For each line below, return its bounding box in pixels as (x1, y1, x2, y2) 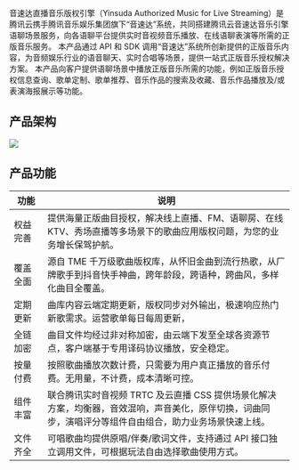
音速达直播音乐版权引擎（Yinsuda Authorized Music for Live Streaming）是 (9, 8, 285, 18)
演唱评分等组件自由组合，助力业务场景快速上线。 (65, 415, 271, 427)
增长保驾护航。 (56, 239, 119, 251)
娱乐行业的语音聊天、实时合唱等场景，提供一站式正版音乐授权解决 (47, 53, 290, 62)
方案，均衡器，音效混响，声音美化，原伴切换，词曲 (47, 401, 262, 414)
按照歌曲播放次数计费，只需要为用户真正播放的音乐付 (47, 359, 271, 371)
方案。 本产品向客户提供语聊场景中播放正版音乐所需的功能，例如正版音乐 (9, 63, 277, 74)
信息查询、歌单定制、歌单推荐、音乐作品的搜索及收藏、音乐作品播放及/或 (16, 75, 286, 85)
